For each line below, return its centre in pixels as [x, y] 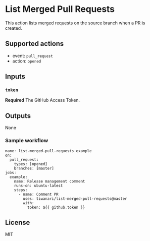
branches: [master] [34, 168]
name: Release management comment [50, 181]
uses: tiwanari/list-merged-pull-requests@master [75, 199]
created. [14, 28]
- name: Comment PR [38, 194]
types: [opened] [31, 164]
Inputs [15, 77]
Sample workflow [27, 141]
